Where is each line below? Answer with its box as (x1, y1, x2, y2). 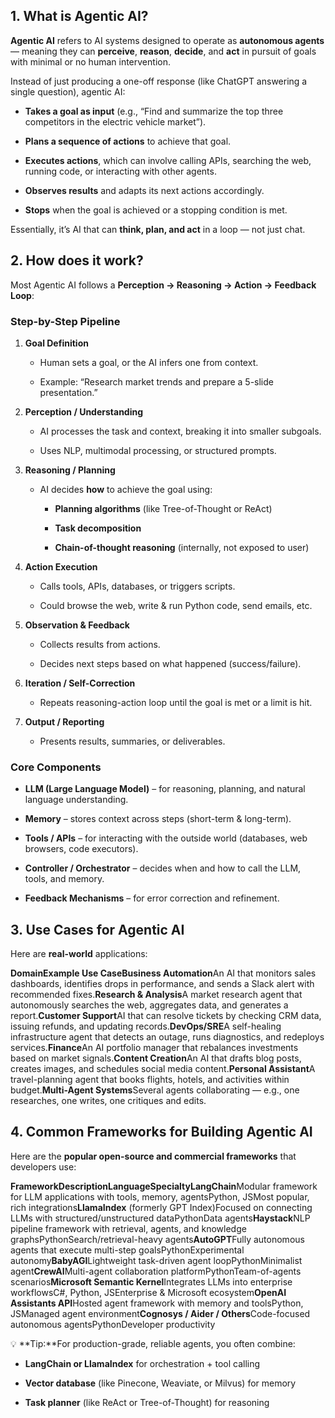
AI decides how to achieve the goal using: (39, 483, 213, 495)
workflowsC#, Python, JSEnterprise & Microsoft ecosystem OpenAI (10, 1286, 287, 1298)
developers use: (10, 1160, 77, 1173)
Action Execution (24, 560, 98, 573)
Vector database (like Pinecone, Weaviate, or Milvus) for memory (24, 1377, 297, 1389)
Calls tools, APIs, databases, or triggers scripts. (39, 580, 236, 592)
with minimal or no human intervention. (10, 55, 171, 68)
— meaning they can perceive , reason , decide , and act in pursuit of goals (10, 45, 317, 57)
